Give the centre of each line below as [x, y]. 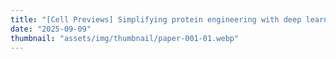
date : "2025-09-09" [51, 29]
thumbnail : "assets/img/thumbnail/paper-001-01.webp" [125, 38]
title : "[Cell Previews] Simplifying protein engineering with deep [156, 19]
